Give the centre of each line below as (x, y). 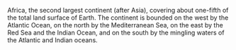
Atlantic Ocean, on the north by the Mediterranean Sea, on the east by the (115, 25)
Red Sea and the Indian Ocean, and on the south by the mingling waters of (116, 32)
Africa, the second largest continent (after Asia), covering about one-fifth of (118, 10)
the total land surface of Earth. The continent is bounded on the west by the (118, 18)
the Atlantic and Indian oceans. (52, 40)
